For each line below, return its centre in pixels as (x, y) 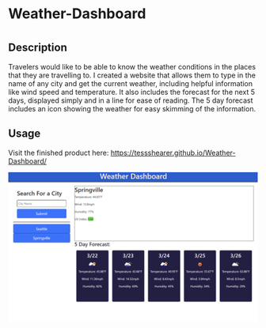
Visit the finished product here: (59, 153)
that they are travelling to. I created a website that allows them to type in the (132, 75)
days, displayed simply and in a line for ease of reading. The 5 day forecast (131, 100)
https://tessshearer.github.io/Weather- (173, 153)
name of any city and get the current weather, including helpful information (131, 83)
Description (38, 48)
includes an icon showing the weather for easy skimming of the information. (132, 108)
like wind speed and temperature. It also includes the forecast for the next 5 (132, 92)
